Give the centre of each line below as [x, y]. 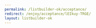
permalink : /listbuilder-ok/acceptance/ [46, 9]
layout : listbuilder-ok [28, 18]
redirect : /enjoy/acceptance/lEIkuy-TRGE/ [48, 14]
